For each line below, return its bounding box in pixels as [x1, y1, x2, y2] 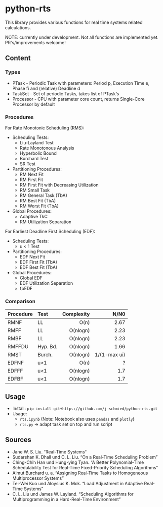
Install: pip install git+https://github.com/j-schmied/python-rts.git [12, 405, 158, 412]
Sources [5, 436, 32, 444]
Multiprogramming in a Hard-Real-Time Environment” [12, 496, 121, 502]
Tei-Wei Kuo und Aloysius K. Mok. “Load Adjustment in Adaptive [12, 480, 143, 486]
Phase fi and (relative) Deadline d [12, 85, 81, 91]
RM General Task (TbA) [19, 192, 68, 198]
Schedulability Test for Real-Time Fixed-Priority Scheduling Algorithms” [12, 464, 158, 470]
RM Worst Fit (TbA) [19, 203, 59, 209]
